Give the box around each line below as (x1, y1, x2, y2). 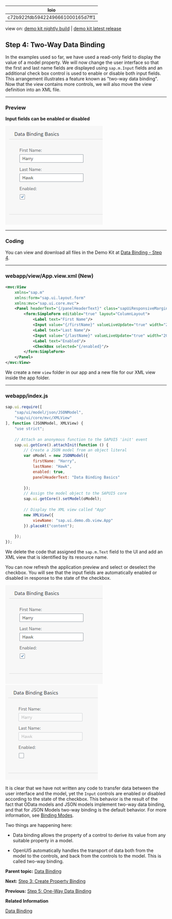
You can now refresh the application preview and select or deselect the (5, 564, 156, 571)
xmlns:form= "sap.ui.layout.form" (14, 295, 86, 300)
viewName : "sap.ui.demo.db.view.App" (32, 518, 114, 523)
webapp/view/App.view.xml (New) (5, 272, 94, 279)
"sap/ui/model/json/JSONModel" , (14, 410, 83, 415)
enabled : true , (32, 469, 66, 474)
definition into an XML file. (5, 86, 61, 93)
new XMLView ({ (24, 512, 54, 517)
